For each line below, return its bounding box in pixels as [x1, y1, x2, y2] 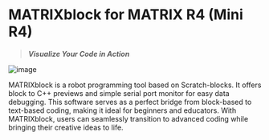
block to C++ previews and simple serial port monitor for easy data [8, 88, 230, 98]
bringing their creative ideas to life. [8, 122, 124, 132]
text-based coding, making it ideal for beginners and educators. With [8, 106, 237, 115]
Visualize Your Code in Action [27, 49, 130, 58]
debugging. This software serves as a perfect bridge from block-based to [8, 97, 252, 106]
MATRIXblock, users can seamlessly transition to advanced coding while [8, 114, 249, 123]
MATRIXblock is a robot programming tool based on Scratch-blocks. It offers [8, 80, 262, 90]
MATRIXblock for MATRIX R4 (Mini [8, 6, 243, 24]
